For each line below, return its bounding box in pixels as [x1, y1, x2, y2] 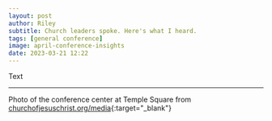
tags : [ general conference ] [8, 34, 104, 43]
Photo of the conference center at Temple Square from [8, 94, 192, 104]
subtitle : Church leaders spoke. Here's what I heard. [8, 27, 198, 35]
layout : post [8, 11, 53, 20]
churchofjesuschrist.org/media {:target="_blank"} [8, 103, 172, 113]
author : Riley [8, 19, 57, 27]
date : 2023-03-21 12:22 [8, 49, 89, 57]
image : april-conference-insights [8, 42, 125, 50]
